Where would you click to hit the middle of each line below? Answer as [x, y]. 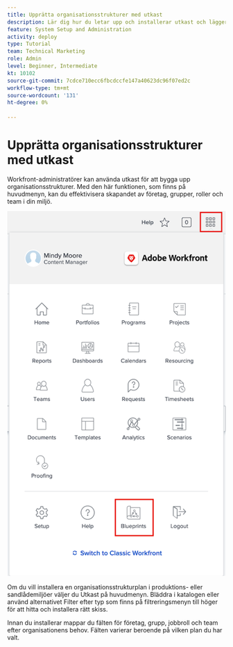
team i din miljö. [30, 201]
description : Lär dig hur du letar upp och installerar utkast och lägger [118, 22]
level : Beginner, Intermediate [52, 66]
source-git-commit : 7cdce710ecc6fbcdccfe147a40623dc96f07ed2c [99, 81]
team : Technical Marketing [46, 51]
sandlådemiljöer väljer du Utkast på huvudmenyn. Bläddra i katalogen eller [113, 594]
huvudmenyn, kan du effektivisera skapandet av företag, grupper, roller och [115, 194]
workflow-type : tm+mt [38, 88]
